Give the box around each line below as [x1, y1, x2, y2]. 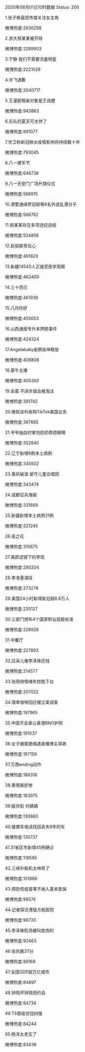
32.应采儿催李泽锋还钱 [5, 658, 50, 663]
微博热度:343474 [5, 481, 39, 487]
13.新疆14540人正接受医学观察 [5, 264, 65, 269]
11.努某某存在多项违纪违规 [5, 222, 57, 228]
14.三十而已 [5, 285, 28, 290]
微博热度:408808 [5, 357, 40, 363]
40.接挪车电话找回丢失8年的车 [5, 824, 65, 829]
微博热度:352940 [5, 440, 40, 446]
